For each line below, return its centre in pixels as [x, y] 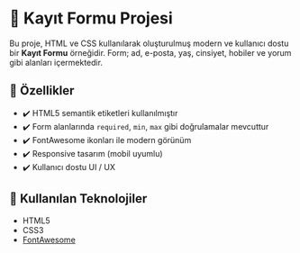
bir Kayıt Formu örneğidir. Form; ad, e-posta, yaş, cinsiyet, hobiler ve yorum [150, 52]
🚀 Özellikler [42, 90]
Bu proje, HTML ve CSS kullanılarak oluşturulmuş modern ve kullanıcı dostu [149, 43]
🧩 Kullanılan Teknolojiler [78, 199]
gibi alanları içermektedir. [56, 62]
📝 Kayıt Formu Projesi [91, 18]
